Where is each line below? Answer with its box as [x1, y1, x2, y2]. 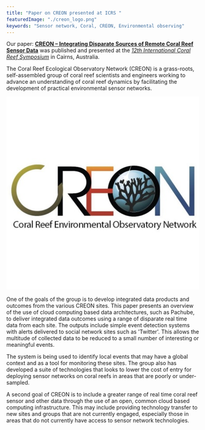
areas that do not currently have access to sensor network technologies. [6, 417, 190, 424]
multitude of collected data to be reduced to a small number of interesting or [6, 335, 199, 342]
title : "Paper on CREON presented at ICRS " [6, 10, 122, 16]
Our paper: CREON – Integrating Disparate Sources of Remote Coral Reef [6, 40, 194, 48]
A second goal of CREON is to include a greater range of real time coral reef [6, 391, 198, 398]
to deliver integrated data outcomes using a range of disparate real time [6, 315, 188, 322]
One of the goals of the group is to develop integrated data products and [6, 295, 190, 303]
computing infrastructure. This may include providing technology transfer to [6, 404, 198, 411]
